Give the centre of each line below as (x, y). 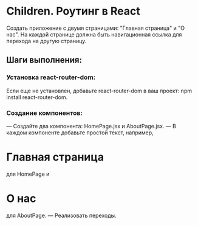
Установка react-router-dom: (51, 77)
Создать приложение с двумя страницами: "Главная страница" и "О (96, 28)
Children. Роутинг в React (73, 11)
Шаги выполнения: (44, 60)
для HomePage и (28, 174)
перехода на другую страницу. (46, 41)
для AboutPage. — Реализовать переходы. (61, 215)
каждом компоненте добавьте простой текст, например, (80, 133)
